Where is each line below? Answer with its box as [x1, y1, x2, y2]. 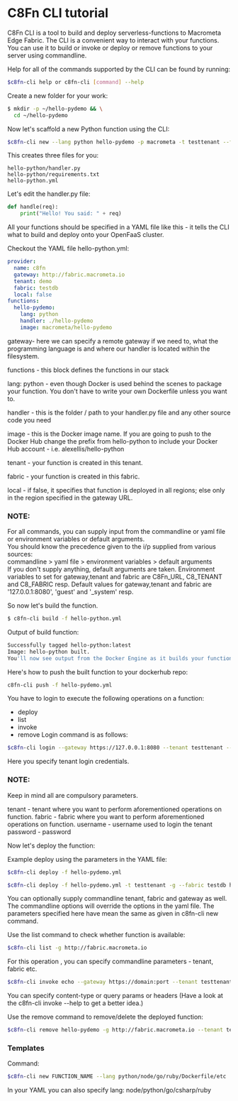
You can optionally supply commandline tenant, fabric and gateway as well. [7, 894, 227, 903]
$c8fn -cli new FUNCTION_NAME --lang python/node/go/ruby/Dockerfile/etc [7, 1073, 227, 1080]
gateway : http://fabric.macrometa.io [13, 271, 125, 278]
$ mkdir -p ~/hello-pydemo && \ [7, 105, 103, 112]
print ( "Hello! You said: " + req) [20, 210, 122, 217]
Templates [7, 1043, 45, 1053]
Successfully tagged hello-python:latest [7, 641, 132, 649]
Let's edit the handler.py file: [7, 190, 91, 198]
